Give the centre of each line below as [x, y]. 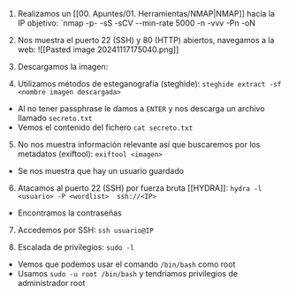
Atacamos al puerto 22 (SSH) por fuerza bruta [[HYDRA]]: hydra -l [140, 188]
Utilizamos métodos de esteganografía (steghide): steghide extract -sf [149, 83]
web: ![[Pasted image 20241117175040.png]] [98, 49]
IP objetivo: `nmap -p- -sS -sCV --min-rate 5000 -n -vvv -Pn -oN [137, 23]
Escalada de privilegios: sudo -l [76, 247]
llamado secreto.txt [55, 118]
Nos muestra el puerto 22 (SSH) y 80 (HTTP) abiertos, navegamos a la [146, 40]
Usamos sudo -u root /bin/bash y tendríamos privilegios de [128, 273]
